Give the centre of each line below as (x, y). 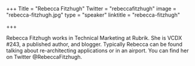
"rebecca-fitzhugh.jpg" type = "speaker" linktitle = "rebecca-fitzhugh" (93, 15)
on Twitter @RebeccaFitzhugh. (44, 57)
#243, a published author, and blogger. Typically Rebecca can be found (94, 44)
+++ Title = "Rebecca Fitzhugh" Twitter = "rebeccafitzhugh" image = (91, 9)
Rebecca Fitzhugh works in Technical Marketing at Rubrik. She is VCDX (94, 38)
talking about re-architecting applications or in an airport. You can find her (98, 51)
